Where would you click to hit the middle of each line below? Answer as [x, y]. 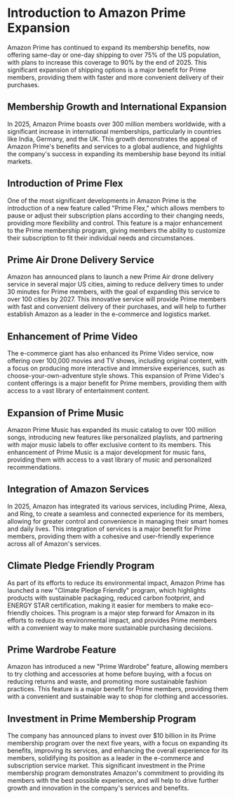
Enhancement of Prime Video [73, 336]
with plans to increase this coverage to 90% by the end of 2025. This [107, 62]
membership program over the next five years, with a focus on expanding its [117, 743]
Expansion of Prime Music [66, 413]
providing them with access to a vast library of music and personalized [109, 460]
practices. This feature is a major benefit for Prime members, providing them [118, 689]
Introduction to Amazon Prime [96, 13]
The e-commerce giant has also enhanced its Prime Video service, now [110, 353]
